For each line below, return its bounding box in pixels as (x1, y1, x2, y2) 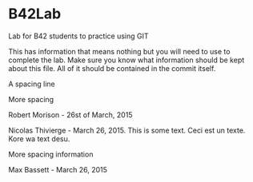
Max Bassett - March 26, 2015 (8, 164, 108, 174)
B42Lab (8, 5, 62, 23)
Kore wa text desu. (8, 133, 70, 144)
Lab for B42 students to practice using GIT (8, 31, 150, 41)
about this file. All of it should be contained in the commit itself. (8, 63, 216, 73)
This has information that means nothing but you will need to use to (8, 46, 231, 56)
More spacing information (8, 149, 94, 159)
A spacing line (8, 79, 55, 89)
